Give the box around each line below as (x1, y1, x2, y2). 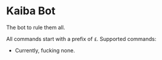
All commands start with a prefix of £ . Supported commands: (6, 35, 157, 42)
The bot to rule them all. (6, 24, 65, 31)
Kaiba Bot (6, 4, 56, 18)
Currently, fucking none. (14, 46, 75, 54)
